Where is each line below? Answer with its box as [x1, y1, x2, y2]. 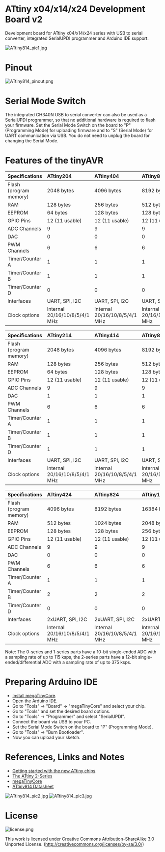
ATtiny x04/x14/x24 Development [5, 3, 146, 15]
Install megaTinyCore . [12, 692, 56, 698]
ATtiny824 [94, 491, 119, 498]
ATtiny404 [94, 173, 119, 180]
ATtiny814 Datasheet [12, 783, 54, 789]
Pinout [5, 62, 33, 73]
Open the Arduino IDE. [12, 698, 58, 704]
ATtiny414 [94, 332, 119, 339]
